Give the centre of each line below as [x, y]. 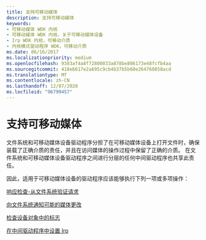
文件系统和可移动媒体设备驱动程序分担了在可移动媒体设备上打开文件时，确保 [103, 142]
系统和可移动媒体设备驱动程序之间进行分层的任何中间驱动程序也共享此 [100, 158]
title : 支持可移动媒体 [32, 12]
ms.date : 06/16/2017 [33, 52]
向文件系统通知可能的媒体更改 [44, 204]
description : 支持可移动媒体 [40, 18]
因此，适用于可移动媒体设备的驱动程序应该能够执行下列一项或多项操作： [97, 178]
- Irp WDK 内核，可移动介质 [38, 41]
